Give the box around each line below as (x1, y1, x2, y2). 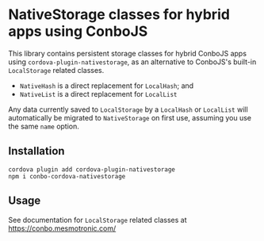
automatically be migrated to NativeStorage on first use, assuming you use (8, 113, 252, 122)
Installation (8, 144, 65, 158)
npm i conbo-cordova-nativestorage (8, 172, 126, 180)
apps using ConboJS (8, 22, 148, 40)
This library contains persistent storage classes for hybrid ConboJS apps (8, 48, 247, 58)
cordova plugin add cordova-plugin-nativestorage (8, 165, 176, 174)
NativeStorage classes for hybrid (8, 6, 230, 24)
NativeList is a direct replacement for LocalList (19, 89, 178, 98)
